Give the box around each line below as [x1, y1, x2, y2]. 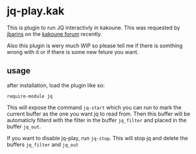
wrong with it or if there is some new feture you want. [7, 48, 139, 55]
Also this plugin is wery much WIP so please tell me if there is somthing [7, 42, 183, 49]
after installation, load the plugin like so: [7, 81, 105, 89]
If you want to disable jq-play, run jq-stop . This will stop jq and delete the [7, 134, 188, 141]
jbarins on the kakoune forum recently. [7, 30, 102, 37]
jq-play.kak [7, 4, 65, 18]
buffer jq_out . [7, 123, 41, 130]
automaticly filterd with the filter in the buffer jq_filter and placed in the [7, 116, 187, 123]
